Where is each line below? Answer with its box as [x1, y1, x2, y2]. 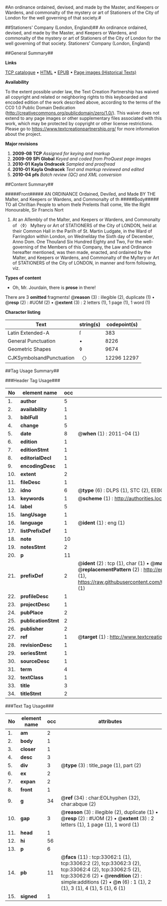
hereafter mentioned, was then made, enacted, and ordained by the [12, 249, 151, 255]
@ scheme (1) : [78, 495, 113, 502]
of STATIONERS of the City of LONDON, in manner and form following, [12, 260, 157, 266]
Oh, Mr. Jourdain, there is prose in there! [12, 284, 96, 290]
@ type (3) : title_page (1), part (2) [61, 762, 142, 769]
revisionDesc [20, 642, 52, 648]
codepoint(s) [106, 321, 138, 328]
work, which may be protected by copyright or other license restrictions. [5, 121, 153, 126]
